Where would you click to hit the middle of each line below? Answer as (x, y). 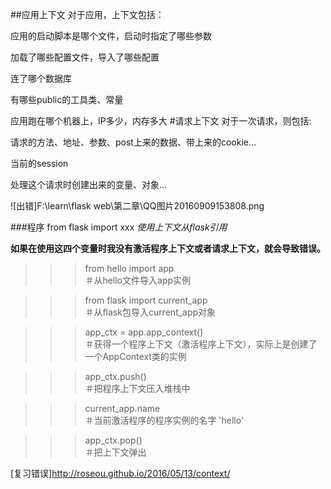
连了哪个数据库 (41, 78)
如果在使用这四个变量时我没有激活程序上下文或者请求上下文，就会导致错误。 (168, 248)
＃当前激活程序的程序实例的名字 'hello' (164, 420)
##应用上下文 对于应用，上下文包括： (87, 14)
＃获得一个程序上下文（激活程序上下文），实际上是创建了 (201, 344)
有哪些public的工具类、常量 (67, 99)
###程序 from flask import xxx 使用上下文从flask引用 (119, 227)
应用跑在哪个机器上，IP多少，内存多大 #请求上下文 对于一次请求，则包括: (161, 121)
